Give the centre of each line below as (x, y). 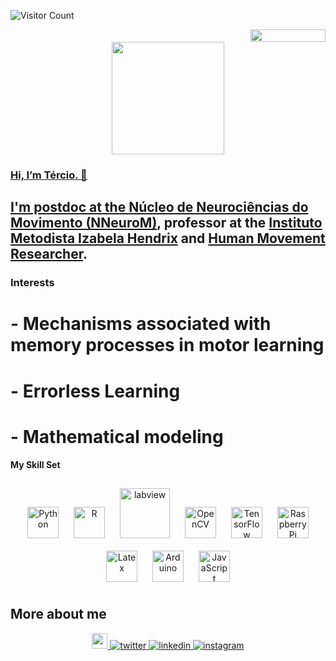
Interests (32, 283)
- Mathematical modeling (117, 436)
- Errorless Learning (95, 391)
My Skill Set (35, 465)
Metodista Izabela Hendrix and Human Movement (168, 238)
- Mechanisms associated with (141, 324)
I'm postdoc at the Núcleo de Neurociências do (159, 207)
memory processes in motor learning (167, 345)
